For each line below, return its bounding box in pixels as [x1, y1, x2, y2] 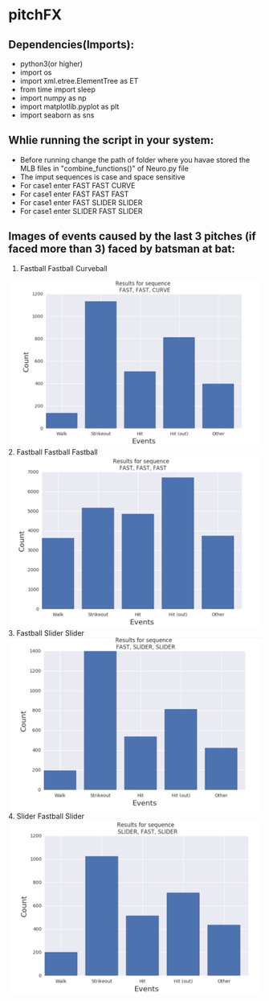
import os [19, 68, 52, 77]
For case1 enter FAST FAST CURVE [19, 180, 136, 190]
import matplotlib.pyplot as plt [19, 102, 120, 111]
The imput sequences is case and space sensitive [19, 171, 185, 182]
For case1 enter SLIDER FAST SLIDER [19, 206, 143, 216]
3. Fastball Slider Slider [8, 628, 84, 638]
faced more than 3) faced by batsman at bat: [8, 242, 235, 256]
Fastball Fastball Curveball [19, 263, 108, 273]
